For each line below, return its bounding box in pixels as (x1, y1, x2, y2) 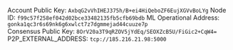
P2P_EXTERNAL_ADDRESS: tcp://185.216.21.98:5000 (7, 35, 167, 43)
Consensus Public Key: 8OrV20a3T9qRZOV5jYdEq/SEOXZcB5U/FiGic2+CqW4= (7, 27, 217, 35)
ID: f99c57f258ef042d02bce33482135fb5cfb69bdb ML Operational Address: (7, 13, 219, 22)
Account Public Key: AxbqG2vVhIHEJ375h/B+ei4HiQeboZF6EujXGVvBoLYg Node (7, 6, 227, 14)
